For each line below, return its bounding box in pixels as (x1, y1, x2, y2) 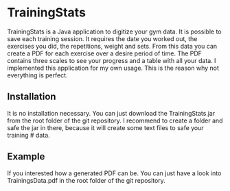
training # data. (7, 131, 50, 139)
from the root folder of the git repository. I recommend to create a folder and (7, 116, 223, 125)
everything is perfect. (7, 71, 68, 79)
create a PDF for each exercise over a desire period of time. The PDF (7, 49, 203, 58)
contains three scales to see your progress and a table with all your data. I (7, 56, 216, 64)
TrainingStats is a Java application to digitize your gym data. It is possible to (7, 27, 222, 36)
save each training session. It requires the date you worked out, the (7, 34, 198, 42)
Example (7, 151, 45, 162)
